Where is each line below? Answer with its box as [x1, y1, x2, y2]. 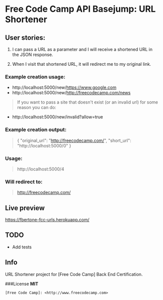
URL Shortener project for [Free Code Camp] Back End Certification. [5, 271, 143, 277]
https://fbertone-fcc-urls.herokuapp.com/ [5, 217, 90, 222]
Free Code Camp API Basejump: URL [5, 3, 156, 15]
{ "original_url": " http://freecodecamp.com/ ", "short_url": [17, 137, 131, 143]
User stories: [5, 33, 46, 42]
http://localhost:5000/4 [17, 166, 65, 172]
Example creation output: [5, 126, 67, 133]
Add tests [12, 244, 32, 250]
